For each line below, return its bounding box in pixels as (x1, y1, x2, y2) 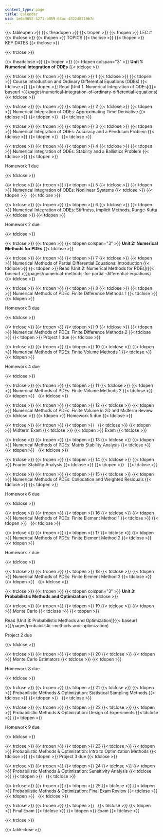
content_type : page (5, 7, 45, 12)
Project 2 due (5, 632, 32, 638)
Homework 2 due (5, 221, 40, 227)
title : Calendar (5, 12, 38, 17)
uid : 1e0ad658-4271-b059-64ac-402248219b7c (5, 16, 95, 21)
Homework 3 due (5, 305, 40, 311)
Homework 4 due (5, 364, 40, 370)
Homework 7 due (5, 550, 40, 556)
